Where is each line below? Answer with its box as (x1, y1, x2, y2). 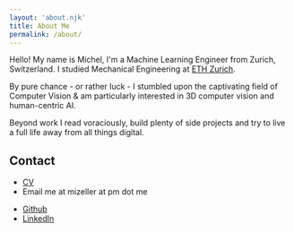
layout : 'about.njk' (9, 13, 87, 22)
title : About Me (9, 21, 70, 30)
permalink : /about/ (9, 30, 82, 39)
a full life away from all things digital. (9, 127, 145, 138)
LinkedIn (22, 213, 55, 224)
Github (22, 203, 48, 215)
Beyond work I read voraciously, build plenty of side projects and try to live (9, 117, 286, 128)
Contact (9, 153, 56, 168)
